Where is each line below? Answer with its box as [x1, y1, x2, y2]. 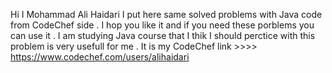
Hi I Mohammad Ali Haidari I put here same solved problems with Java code [10, 9, 323, 20]
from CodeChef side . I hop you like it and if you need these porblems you [10, 19, 315, 31]
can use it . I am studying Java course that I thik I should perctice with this [10, 30, 316, 41]
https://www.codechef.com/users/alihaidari [10, 51, 190, 63]
